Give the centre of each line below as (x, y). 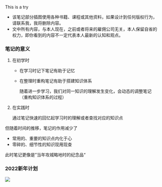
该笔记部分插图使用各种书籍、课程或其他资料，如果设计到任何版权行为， (84, 17)
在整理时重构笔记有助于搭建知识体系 (56, 81)
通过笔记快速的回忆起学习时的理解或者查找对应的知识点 (67, 118)
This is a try (17, 7)
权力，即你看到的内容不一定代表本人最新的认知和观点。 (67, 35)
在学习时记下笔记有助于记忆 (47, 71)
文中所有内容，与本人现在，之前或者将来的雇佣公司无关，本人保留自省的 (84, 29)
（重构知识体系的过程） (43, 97)
